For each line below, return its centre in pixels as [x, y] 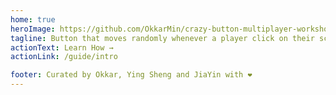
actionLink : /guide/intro [64, 57]
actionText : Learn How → [62, 47]
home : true [33, 19]
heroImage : [33, 29]
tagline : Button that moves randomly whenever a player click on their [162, 38]
